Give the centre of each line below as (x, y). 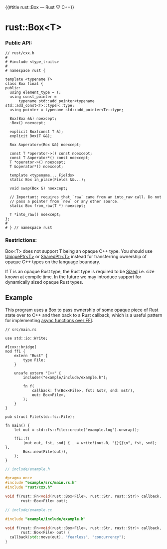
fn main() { (17, 425)
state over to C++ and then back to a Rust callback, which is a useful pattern (84, 315)
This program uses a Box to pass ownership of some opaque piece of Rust (82, 310)
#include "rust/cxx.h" (29, 487)
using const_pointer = (33, 97)
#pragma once (19, 478)
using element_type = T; (35, 92)
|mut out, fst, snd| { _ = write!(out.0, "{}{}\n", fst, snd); (90, 443)
